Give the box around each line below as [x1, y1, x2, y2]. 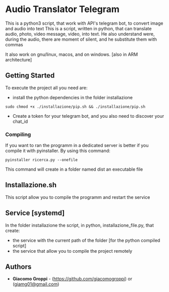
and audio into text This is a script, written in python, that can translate [5, 25, 152, 31]
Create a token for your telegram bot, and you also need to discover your [12, 113, 164, 119]
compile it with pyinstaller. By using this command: [5, 148, 110, 154]
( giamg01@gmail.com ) [12, 281, 60, 287]
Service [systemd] [5, 209, 65, 217]
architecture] [5, 56, 32, 62]
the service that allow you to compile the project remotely [12, 248, 133, 254]
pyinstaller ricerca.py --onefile [5, 158, 78, 163]
